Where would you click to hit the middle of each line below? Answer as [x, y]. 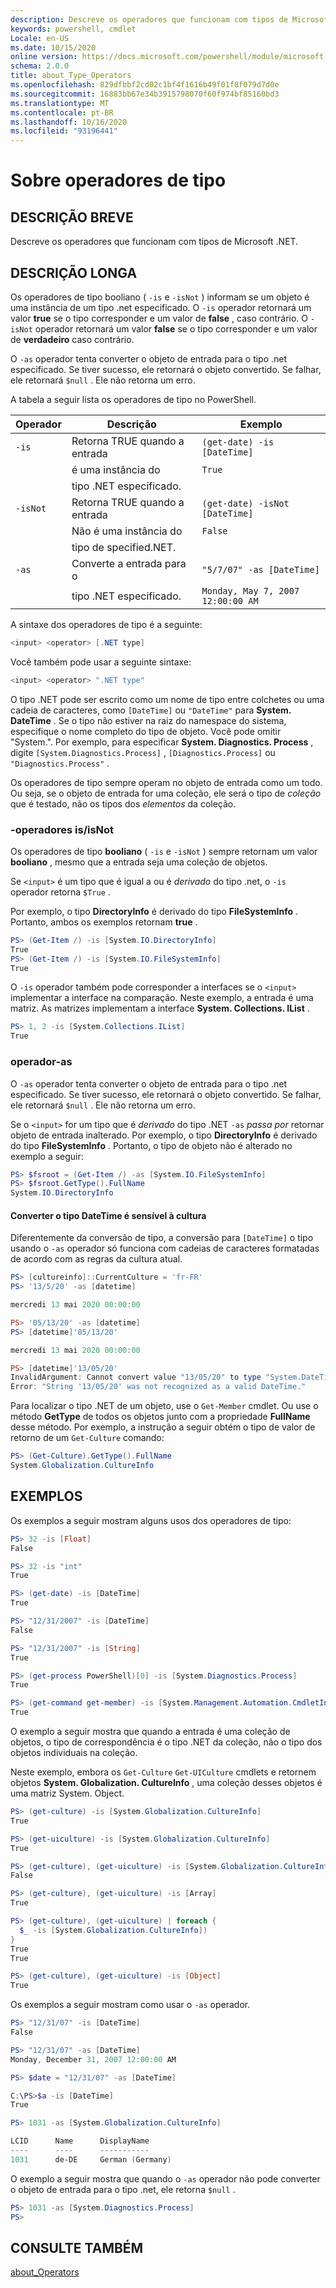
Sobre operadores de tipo [118, 180]
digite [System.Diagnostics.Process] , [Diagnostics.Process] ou [143, 752]
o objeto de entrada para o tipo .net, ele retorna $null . [123, 2189]
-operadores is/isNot [62, 829]
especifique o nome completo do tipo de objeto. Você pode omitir [146, 731]
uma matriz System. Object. [67, 1793]
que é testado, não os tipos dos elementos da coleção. [123, 803]
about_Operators [45, 2272]
